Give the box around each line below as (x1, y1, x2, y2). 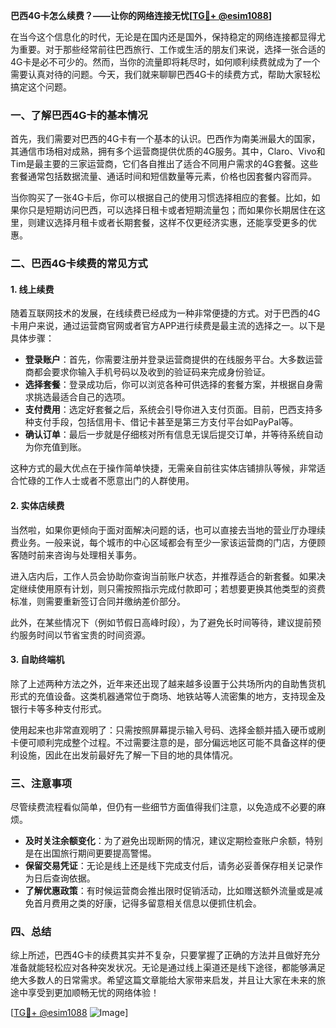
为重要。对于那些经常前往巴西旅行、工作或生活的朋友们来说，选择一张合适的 (10, 44, 326, 55)
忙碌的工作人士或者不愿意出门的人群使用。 (18, 475, 195, 487)
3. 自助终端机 (10, 654, 65, 666)
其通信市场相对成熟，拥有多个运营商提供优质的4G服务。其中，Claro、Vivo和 (10, 145, 326, 158)
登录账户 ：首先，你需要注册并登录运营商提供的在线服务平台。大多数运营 (24, 354, 323, 366)
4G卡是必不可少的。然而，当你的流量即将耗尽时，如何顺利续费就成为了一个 (10, 56, 321, 68)
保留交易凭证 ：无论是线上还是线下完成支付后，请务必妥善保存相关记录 (24, 860, 315, 872)
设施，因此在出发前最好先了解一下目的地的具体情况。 (18, 749, 238, 761)
